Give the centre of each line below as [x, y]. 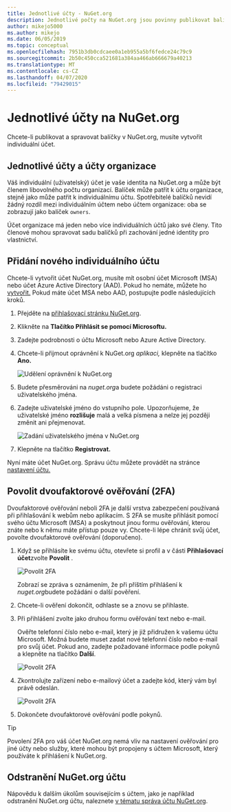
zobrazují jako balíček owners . [49, 212]
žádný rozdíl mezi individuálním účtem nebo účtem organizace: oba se [107, 204]
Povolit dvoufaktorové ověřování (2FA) [91, 492]
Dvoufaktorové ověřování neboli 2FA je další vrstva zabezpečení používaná [113, 508]
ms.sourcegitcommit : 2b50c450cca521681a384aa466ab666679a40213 [100, 58]
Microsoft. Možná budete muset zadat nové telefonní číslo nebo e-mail [117, 639]
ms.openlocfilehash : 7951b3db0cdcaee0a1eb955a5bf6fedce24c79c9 [100, 52]
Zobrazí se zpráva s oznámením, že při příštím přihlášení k [100, 584]
